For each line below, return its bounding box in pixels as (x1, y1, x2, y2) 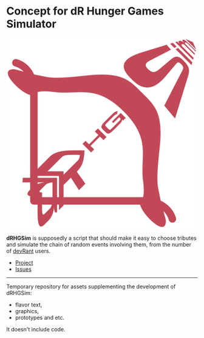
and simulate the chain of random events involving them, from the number (6, 240, 192, 248)
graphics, (15, 307, 39, 314)
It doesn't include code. (6, 325, 66, 333)
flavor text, (15, 301, 42, 308)
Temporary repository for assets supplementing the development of (6, 283, 176, 290)
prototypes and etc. (15, 314, 65, 321)
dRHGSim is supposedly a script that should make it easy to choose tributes (6, 234, 197, 242)
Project (15, 259, 33, 266)
